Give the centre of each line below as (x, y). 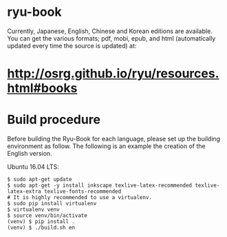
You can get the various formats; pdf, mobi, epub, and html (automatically (111, 38)
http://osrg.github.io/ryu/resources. (113, 74)
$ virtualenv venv (33, 210)
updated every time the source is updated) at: (72, 45)
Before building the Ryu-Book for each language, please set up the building (114, 139)
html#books (42, 89)
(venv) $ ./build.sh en (41, 228)
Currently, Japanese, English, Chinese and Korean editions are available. (110, 31)
